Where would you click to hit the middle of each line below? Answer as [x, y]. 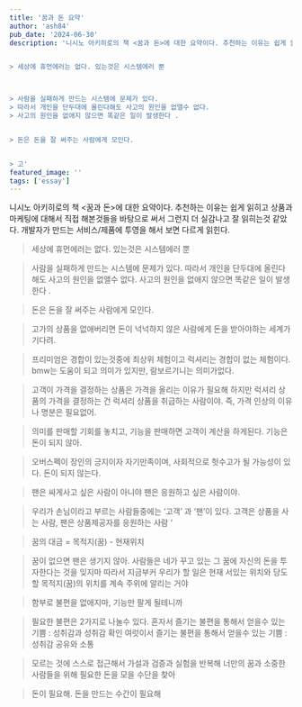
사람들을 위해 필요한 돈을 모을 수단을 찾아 [103, 675]
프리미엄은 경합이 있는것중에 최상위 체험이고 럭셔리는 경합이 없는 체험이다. [161, 359]
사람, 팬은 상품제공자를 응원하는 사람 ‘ [107, 522]
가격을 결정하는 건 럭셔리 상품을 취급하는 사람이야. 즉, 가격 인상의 [162, 401]
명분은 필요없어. [69, 412]
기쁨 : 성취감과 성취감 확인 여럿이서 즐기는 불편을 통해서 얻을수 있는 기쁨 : [159, 633]
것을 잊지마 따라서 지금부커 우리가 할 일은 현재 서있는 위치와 [167, 572]
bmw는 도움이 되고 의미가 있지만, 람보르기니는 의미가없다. [133, 371]
